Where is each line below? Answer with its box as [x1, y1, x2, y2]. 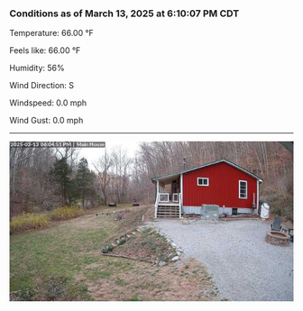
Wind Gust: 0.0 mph [9, 115, 84, 126]
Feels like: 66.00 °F [9, 45, 81, 56]
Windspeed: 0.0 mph [9, 97, 87, 108]
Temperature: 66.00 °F [9, 28, 95, 39]
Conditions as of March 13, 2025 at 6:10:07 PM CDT [9, 7, 240, 20]
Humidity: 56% [9, 62, 65, 74]
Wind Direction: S [9, 80, 75, 91]
